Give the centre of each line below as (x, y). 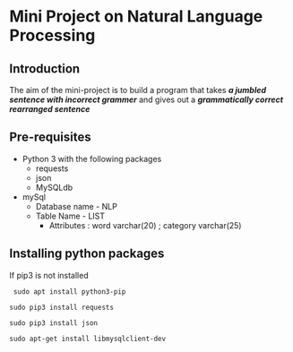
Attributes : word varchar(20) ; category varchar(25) (145, 225)
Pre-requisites (50, 137)
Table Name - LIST (70, 216)
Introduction (45, 69)
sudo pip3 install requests (62, 307)
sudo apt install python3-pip (69, 292)
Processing (52, 35)
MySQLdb (54, 187)
